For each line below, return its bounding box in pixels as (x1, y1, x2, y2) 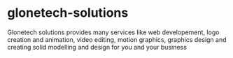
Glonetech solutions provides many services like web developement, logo (7, 28, 220, 36)
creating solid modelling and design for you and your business (7, 43, 187, 51)
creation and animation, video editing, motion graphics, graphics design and (7, 35, 227, 43)
